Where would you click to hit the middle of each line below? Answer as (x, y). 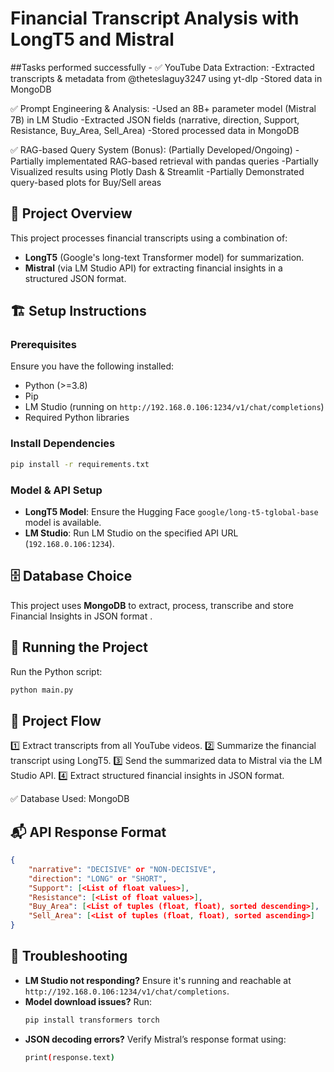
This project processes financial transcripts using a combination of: (149, 238)
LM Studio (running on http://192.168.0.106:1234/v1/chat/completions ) (174, 407)
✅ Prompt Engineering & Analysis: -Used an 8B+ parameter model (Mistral (163, 108)
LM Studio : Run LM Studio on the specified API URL (131, 533)
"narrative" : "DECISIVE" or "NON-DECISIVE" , (122, 869)
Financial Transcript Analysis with (155, 18)
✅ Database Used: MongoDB (70, 799)
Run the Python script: (56, 671)
